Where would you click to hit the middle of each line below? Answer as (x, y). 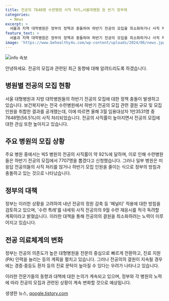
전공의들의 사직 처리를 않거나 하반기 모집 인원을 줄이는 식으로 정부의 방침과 (88, 167)
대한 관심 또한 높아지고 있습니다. (37, 124)
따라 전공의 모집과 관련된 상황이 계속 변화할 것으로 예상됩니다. (71, 283)
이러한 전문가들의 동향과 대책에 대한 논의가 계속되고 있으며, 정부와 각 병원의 (79, 276)
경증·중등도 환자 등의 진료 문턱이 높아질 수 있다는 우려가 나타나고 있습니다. (87, 266)
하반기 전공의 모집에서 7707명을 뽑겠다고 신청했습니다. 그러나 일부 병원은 (86, 161)
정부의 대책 (21, 191)
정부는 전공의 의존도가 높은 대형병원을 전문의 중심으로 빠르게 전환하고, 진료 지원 (83, 253)
